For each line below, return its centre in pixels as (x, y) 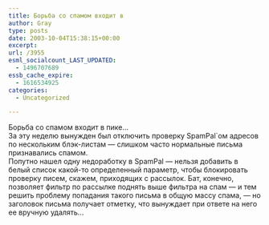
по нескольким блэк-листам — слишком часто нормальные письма (126, 144)
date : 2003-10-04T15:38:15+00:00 (64, 38)
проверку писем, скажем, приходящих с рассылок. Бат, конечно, (121, 179)
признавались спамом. (48, 153)
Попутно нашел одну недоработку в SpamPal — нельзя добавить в (123, 162)
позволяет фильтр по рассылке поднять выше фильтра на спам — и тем (132, 187)
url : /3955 (26, 53)
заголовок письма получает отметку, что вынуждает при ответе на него (133, 204)
